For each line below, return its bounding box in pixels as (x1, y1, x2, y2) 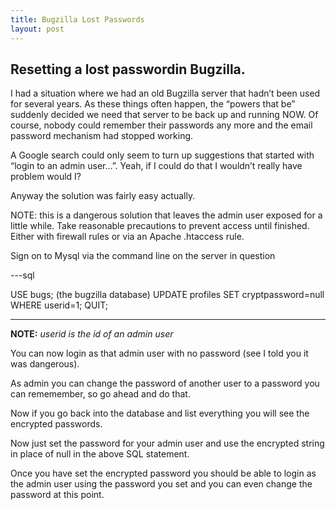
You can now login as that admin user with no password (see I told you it (10, 347, 309, 360)
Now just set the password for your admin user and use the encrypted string (10, 437, 325, 450)
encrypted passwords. (10, 418, 103, 430)
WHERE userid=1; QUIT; (10, 299, 108, 311)
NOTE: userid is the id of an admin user (10, 328, 174, 340)
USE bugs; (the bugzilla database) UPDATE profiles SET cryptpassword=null (10, 289, 325, 301)
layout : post (10, 24, 65, 34)
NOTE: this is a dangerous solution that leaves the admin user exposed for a (10, 209, 323, 221)
